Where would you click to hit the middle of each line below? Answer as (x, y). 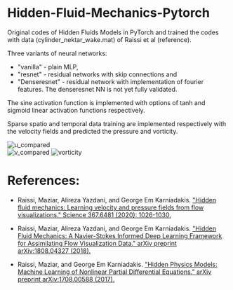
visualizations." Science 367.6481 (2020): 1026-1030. (94, 214)
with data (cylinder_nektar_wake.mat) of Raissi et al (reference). (99, 39)
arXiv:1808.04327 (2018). (54, 251)
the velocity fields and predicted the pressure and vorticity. (93, 131)
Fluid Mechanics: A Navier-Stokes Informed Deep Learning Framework (120, 235)
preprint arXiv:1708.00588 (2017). (66, 279)
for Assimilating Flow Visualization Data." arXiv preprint (97, 243)
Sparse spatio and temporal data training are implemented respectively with (117, 123)
